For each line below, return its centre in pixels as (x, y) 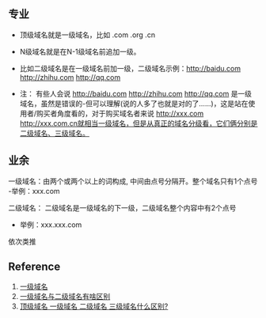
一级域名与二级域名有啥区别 (65, 297)
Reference (34, 267)
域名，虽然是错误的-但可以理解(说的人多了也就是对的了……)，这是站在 (134, 103)
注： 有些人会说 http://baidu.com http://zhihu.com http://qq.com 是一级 (135, 93)
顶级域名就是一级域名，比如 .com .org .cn (87, 35)
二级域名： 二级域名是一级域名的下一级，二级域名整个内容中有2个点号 (122, 207)
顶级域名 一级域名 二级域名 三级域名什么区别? (94, 306)
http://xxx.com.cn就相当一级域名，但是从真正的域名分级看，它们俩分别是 (139, 123)
